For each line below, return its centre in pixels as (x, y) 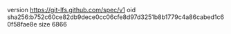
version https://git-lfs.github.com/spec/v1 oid (72, 10)
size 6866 (53, 24)
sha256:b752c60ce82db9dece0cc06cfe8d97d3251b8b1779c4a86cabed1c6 (116, 17)
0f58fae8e (22, 24)
